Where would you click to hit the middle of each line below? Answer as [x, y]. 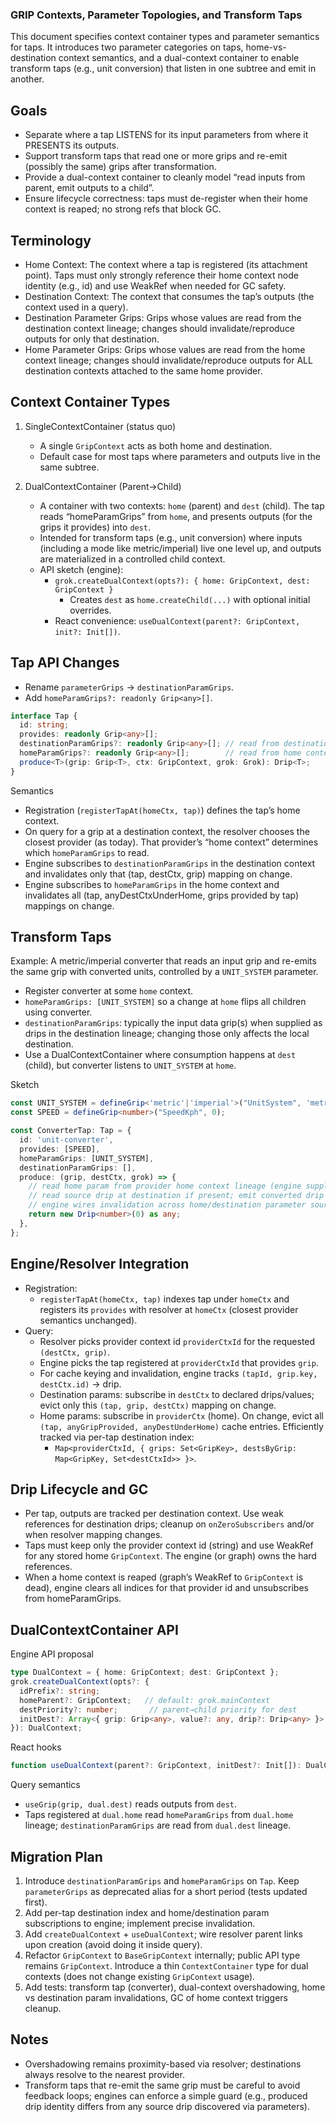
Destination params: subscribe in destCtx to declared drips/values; [177, 1394]
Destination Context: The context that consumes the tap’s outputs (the [169, 296]
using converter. [58, 1012]
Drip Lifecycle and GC [79, 1489]
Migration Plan [56, 1856]
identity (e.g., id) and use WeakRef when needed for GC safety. [155, 285]
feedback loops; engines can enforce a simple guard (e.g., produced [166, 2095]
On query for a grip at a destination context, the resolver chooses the [167, 831]
